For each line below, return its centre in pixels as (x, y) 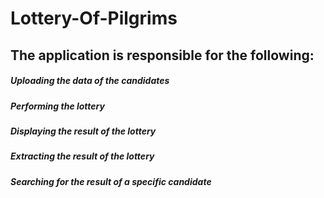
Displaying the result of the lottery (83, 131)
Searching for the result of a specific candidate (111, 181)
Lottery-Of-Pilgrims (94, 18)
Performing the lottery (57, 106)
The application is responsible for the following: (162, 55)
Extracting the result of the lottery (82, 156)
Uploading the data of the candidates (90, 81)
